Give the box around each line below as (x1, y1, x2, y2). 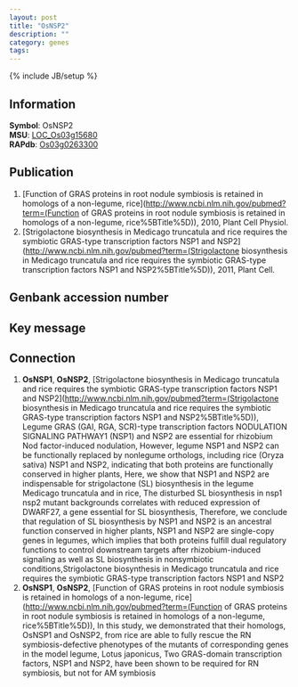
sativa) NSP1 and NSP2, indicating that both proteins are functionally (21, 460, 274, 470)
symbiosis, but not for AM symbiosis (21, 667, 157, 678)
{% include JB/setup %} (9, 70, 98, 81)
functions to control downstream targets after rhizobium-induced (21, 544, 261, 555)
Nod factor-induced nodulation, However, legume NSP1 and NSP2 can (21, 440, 280, 451)
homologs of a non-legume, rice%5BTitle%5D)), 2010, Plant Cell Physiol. (21, 217, 289, 227)
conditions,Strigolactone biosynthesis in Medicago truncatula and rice (21, 563, 279, 575)
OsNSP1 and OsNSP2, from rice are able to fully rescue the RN (21, 630, 252, 641)
